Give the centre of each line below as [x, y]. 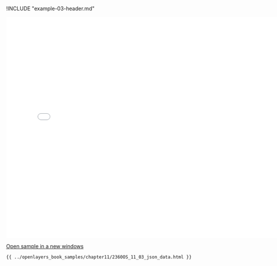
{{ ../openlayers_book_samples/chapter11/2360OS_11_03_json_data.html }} [99, 257]
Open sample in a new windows [45, 246]
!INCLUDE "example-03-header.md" [50, 9]
